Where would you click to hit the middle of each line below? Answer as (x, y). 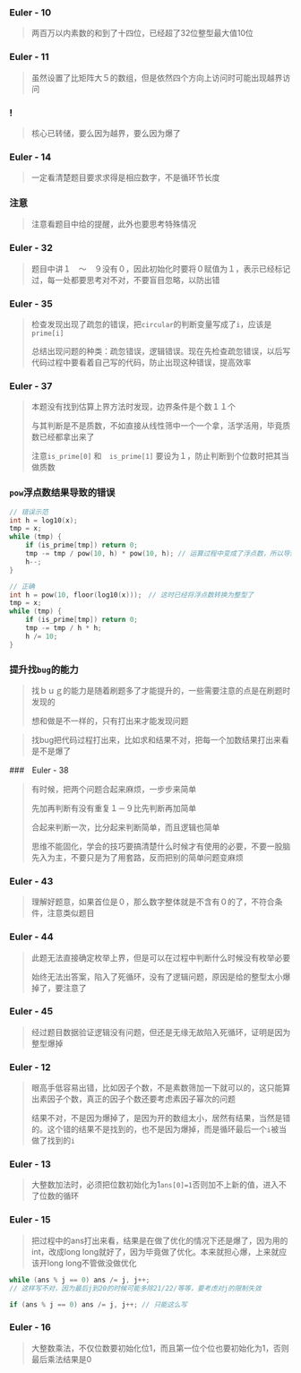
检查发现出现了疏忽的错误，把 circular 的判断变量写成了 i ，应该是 (151, 324)
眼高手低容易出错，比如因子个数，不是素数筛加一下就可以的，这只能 (157, 1088)
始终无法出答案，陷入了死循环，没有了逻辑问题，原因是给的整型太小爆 (161, 976)
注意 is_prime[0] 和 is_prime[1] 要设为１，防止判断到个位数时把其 (156, 456)
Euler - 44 (31, 937)
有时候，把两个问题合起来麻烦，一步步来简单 (114, 789)
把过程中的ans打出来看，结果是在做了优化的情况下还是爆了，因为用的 (159, 1240)
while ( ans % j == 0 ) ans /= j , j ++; (80, 1280)
